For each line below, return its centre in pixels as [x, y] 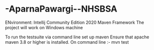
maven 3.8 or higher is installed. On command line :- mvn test [67, 42]
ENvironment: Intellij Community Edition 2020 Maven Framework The [75, 22]
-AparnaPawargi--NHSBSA [61, 9]
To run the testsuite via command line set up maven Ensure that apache [77, 37]
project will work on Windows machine [44, 27]
